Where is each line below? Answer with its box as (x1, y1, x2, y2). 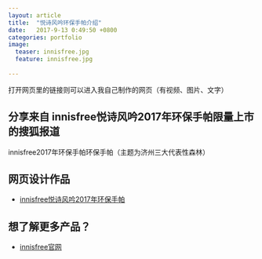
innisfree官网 (19, 243, 63, 252)
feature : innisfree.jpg (15, 56, 93, 64)
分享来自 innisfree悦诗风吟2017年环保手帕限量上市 (8, 111, 255, 124)
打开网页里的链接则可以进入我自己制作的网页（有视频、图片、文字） (8, 85, 228, 94)
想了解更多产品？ (8, 220, 91, 233)
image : (8, 41, 30, 49)
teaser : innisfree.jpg (15, 48, 89, 56)
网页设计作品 (8, 172, 71, 185)
